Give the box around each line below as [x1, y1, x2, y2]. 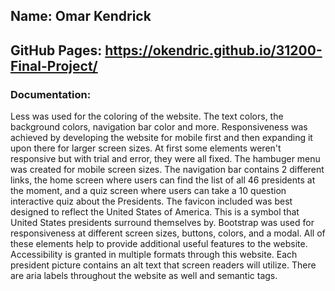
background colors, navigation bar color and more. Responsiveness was [10, 121, 308, 133]
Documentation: [10, 87, 92, 101]
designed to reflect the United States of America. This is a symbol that [10, 206, 300, 218]
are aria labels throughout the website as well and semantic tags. [10, 270, 278, 282]
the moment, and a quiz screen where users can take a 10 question [10, 185, 287, 197]
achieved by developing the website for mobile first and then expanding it [10, 132, 313, 144]
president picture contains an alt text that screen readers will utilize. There [10, 259, 317, 271]
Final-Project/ [10, 57, 98, 74]
